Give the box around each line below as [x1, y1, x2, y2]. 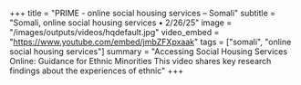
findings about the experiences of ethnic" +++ [9, 65, 184, 76]
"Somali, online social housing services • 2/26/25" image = [9, 17, 233, 28]
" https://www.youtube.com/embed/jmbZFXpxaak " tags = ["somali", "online [9, 36, 292, 47]
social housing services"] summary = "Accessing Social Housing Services [9, 46, 288, 57]
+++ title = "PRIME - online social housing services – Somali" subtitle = [9, 8, 276, 18]
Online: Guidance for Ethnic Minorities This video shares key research [9, 56, 272, 66]
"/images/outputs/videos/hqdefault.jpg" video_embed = [9, 27, 220, 37]
